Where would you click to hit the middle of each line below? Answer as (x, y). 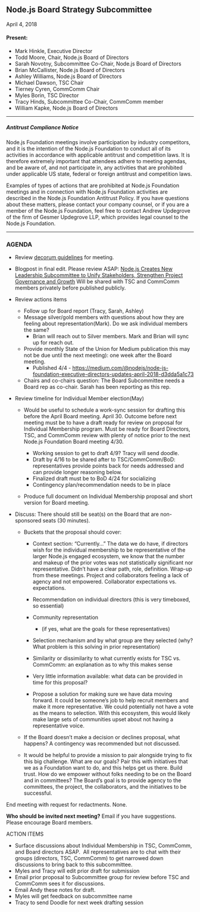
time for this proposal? (60, 683)
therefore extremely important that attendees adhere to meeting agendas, (96, 161)
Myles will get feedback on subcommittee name (74, 897)
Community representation (65, 617)
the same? (36, 330)
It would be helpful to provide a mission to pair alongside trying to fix (108, 755)
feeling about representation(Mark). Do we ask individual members (106, 323)
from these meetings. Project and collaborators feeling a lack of (111, 575)
